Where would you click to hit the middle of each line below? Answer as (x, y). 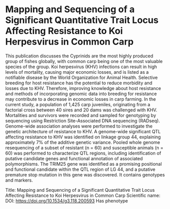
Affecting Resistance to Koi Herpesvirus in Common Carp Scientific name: (83, 195)
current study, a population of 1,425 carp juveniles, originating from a (78, 104)
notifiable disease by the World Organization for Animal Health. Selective (81, 77)
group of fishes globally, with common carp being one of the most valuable (84, 61)
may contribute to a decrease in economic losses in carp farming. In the (81, 99)
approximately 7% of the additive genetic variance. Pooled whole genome (83, 142)
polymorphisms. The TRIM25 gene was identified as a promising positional (83, 164)
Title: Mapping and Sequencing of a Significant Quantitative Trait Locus (80, 190)
